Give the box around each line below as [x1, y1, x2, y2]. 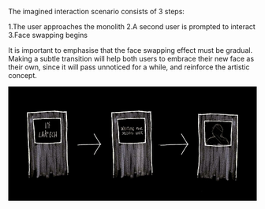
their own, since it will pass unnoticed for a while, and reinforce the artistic [8, 62, 250, 72]
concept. [8, 71, 38, 80]
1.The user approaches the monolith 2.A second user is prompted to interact [8, 22, 256, 31]
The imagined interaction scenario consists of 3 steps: [8, 7, 185, 16]
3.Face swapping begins [8, 31, 88, 39]
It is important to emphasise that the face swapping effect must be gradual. [8, 46, 253, 54]
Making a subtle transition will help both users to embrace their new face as [8, 54, 255, 63]
